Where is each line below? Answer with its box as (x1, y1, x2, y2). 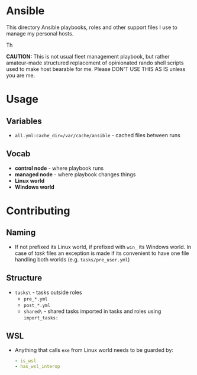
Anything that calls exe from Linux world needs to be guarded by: (14, 347, 173, 354)
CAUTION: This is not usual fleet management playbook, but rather (6, 53, 170, 60)
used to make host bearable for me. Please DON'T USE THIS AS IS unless (6, 65, 186, 72)
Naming (6, 228, 36, 238)
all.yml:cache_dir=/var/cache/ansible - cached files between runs (14, 131, 180, 138)
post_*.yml (23, 302, 51, 308)
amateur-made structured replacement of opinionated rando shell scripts (6, 59, 184, 66)
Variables (6, 116, 43, 126)
